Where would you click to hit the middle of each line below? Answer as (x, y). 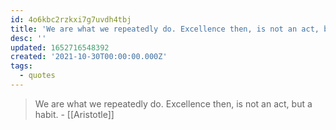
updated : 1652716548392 (60, 47)
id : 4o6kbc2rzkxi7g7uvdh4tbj (71, 19)
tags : (21, 66)
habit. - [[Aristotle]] (74, 114)
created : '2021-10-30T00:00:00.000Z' (89, 57)
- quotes (37, 76)
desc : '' (28, 38)
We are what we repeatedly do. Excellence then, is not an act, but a (173, 103)
